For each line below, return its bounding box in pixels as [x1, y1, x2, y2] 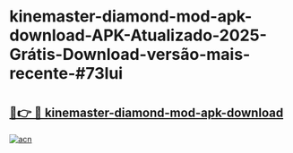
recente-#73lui [9, 64, 124, 84]
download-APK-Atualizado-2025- [9, 25, 267, 46]
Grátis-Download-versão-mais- [9, 45, 251, 64]
